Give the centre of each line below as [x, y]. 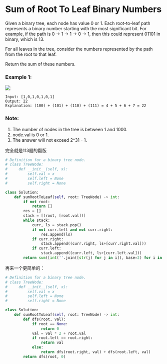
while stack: [37, 220]
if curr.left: [46, 248]
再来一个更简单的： [25, 268]
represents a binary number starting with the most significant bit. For [76, 28]
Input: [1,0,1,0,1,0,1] [30, 97]
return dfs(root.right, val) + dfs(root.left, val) [96, 352]
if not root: [37, 202]
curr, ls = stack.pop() [56, 225]
